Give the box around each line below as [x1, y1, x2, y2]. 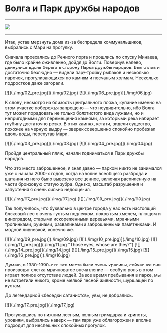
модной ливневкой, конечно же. [5, 226, 74, 232]
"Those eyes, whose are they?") [68, 241, 134, 247]
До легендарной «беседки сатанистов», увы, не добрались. [5, 292, 133, 298]
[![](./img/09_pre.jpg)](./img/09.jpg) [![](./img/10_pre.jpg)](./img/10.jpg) [5, 236, 150, 242]
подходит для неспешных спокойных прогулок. [5, 322, 106, 328]
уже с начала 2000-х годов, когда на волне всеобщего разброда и [5, 170, 148, 176]
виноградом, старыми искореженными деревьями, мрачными [5, 216, 139, 222]
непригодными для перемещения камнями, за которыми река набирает [5, 115, 159, 121]
